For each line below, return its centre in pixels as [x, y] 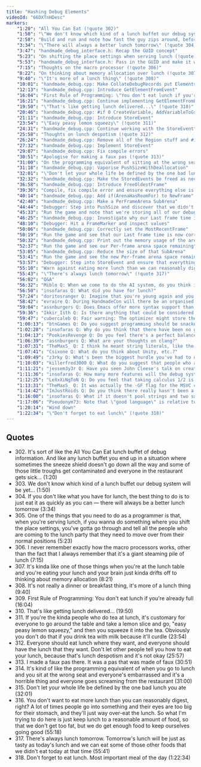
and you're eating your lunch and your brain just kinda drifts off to [96, 573]
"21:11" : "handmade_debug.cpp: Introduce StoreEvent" [85, 118]
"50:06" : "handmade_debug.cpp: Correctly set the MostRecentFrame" [103, 229]
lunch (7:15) [29, 560]
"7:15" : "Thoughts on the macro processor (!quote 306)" [89, 67]
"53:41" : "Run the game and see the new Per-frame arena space [98, 257]
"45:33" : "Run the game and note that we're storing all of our [99, 213]
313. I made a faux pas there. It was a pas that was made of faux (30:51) [103, 662]
